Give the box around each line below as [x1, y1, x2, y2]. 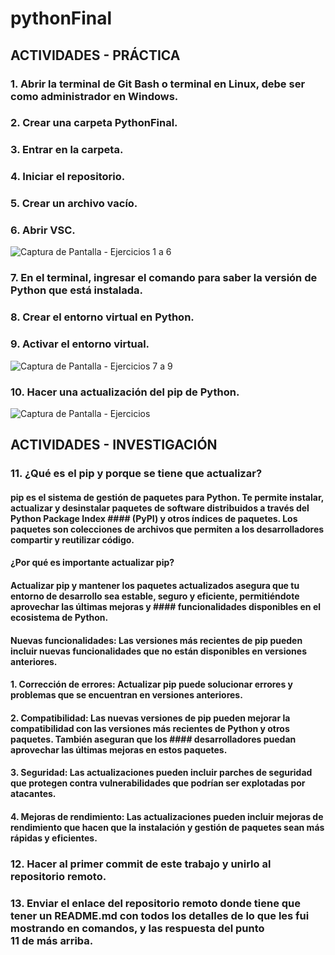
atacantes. [10, 788, 57, 800]
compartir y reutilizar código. [10, 533, 135, 546]
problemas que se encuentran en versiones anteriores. [10, 689, 243, 701]
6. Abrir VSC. [10, 223, 76, 237]
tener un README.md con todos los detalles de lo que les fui [10, 908, 310, 922]
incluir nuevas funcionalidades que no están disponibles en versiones [10, 645, 307, 657]
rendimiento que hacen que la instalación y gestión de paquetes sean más [10, 821, 325, 833]
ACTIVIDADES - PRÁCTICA [10, 47, 181, 64]
